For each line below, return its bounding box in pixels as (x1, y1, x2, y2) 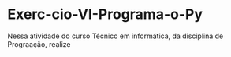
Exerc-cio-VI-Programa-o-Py (7, 5, 203, 23)
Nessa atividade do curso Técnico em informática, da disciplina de (7, 31, 224, 41)
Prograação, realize (7, 39, 71, 48)
